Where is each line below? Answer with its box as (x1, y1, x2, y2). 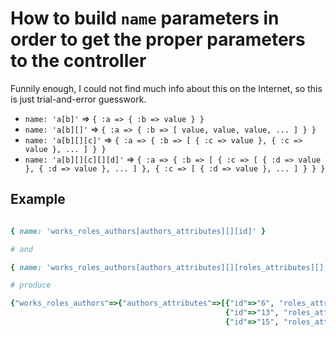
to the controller (10, 50, 147, 72)
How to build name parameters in (10, 7, 280, 30)
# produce (10, 280, 52, 291)
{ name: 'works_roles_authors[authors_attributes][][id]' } (10, 226, 267, 236)
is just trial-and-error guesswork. (10, 93, 147, 105)
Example (10, 191, 66, 208)
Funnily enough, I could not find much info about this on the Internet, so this (10, 82, 323, 94)
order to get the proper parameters (10, 28, 306, 51)
